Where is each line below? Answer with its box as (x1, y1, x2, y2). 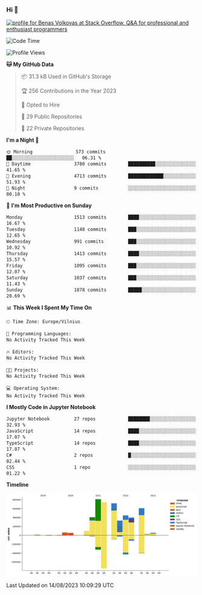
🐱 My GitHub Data (6, 61, 54, 68)
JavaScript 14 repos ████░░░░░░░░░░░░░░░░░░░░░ (6, 428, 197, 435)
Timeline (6, 481, 29, 488)
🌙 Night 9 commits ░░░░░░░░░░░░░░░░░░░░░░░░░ (6, 185, 197, 191)
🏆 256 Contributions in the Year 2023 (21, 87, 117, 94)
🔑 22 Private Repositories (21, 125, 85, 132)
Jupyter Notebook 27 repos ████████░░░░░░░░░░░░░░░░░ (6, 416, 197, 422)
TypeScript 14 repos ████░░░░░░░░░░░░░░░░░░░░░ (6, 440, 197, 447)
